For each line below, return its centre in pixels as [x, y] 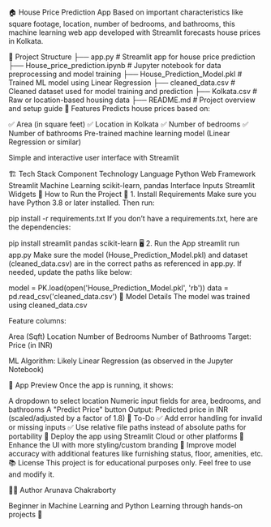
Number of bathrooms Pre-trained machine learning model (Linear [119, 133]
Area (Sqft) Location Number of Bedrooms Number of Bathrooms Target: [130, 336]
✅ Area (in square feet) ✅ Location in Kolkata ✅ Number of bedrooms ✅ [129, 124]
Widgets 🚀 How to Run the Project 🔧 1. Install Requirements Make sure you [133, 194]
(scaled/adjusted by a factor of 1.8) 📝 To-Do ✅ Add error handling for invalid [135, 418]
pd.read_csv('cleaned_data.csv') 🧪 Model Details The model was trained [129, 296]
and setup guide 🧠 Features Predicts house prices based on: [110, 108]
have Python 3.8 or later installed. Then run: [82, 203]
